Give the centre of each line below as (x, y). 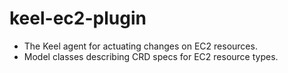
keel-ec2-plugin (78, 18)
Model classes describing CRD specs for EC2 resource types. (151, 56)
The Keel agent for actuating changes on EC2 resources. (140, 46)
